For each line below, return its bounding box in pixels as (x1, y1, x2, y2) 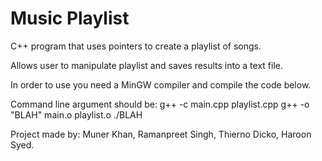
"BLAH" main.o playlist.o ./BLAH (10, 108, 143, 121)
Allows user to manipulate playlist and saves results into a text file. (10, 59, 283, 71)
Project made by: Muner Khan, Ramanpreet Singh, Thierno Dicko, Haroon (10, 128, 312, 140)
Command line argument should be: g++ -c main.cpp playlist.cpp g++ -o (10, 98, 310, 110)
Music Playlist (10, 7, 130, 30)
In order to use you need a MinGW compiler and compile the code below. (10, 78, 312, 91)
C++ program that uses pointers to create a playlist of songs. (10, 40, 262, 52)
